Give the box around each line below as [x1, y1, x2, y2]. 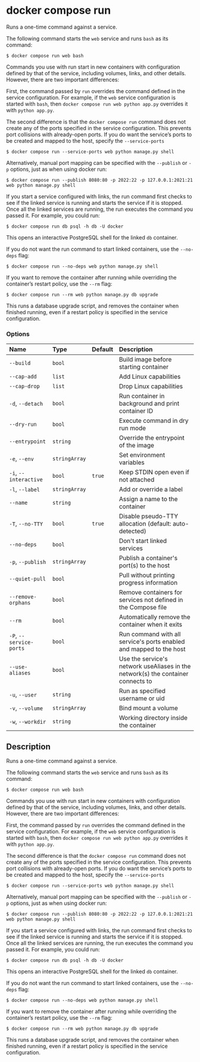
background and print [118, 400, 180, 408]
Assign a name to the [118, 495, 178, 504]
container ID [118, 407, 154, 415]
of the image [118, 441, 155, 450]
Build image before [118, 355, 172, 364]
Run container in [118, 392, 165, 400]
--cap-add [9, 373, 37, 380]
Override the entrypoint [118, 434, 185, 442]
